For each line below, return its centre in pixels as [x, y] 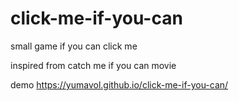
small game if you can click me [74, 46]
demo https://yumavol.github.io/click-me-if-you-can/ [119, 84]
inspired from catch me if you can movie [93, 65]
